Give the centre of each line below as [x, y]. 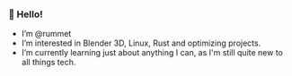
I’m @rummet [46, 34]
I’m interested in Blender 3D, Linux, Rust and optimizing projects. [141, 43]
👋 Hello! [26, 14]
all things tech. [49, 63]
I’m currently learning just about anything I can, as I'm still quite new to [152, 53]
